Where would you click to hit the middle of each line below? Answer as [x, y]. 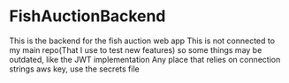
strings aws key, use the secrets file [74, 69]
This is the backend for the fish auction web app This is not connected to [142, 41]
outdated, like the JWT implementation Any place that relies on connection [145, 59]
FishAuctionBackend [87, 16]
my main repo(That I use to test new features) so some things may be [136, 49]
